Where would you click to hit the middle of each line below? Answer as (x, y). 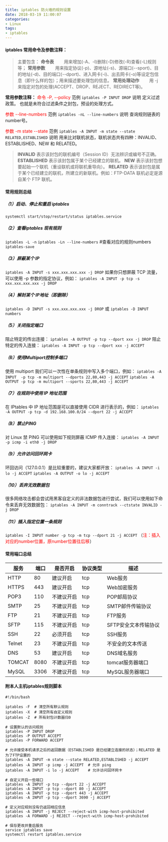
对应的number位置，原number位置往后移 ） (49, 541)
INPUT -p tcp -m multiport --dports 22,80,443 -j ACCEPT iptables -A (80, 377)
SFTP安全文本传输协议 (133, 625)
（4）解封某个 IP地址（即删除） (38, 295)
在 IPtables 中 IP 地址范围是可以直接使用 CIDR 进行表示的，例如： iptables (82, 407)
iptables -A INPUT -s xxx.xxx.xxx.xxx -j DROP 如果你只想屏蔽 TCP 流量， (82, 272)
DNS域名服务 (122, 653)
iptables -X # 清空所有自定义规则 (39, 712)
